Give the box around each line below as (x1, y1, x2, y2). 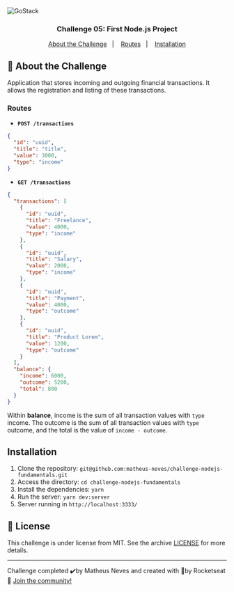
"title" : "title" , (13, 146, 68, 153)
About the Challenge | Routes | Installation (48, 40, 186, 48)
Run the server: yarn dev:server (17, 492, 110, 501)
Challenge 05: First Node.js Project (56, 24, 178, 33)
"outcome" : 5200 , (19, 379, 70, 386)
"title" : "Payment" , (25, 295, 86, 302)
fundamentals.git (17, 472, 68, 479)
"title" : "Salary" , (25, 256, 82, 263)
